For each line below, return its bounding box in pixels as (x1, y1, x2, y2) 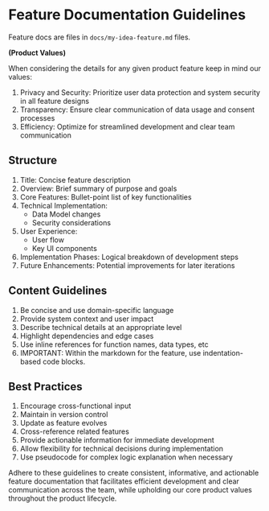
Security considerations (31, 217, 111, 227)
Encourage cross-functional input (19, 401, 132, 411)
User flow (31, 235, 64, 245)
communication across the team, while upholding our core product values (8, 485, 253, 495)
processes (19, 113, 55, 122)
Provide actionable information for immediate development (19, 435, 214, 445)
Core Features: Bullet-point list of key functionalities (19, 192, 192, 202)
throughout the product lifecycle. (8, 493, 117, 504)
